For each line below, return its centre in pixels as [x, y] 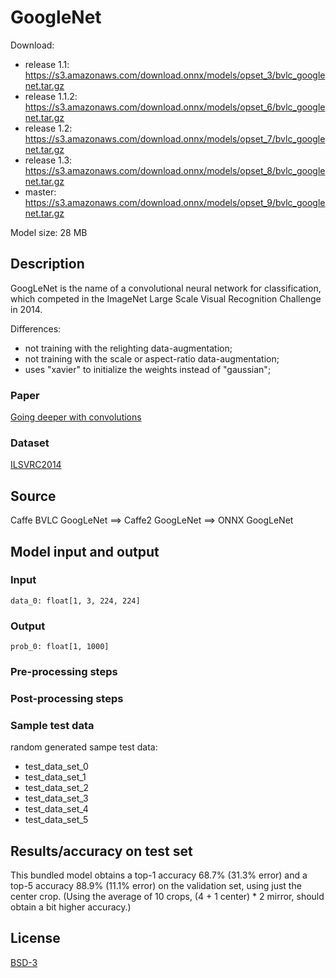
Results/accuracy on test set [101, 851]
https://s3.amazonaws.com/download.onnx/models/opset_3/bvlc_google [175, 75]
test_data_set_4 [56, 809]
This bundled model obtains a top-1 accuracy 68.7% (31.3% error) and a [159, 875]
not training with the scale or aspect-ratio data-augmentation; [152, 358]
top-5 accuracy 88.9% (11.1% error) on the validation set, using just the [156, 886]
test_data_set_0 [56, 767]
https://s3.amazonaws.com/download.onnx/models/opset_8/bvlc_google [175, 170]
